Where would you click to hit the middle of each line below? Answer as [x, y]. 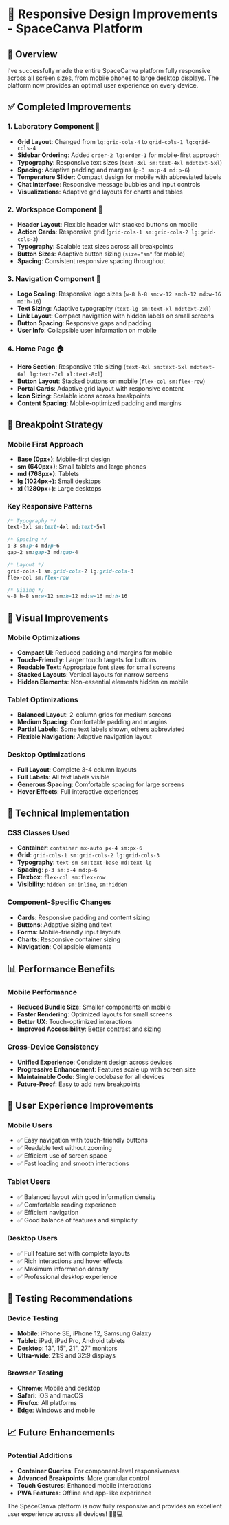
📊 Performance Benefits [61, 969]
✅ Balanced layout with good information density [86, 1197]
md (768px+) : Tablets [48, 474]
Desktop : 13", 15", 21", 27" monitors [67, 1348]
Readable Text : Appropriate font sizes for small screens [96, 667]
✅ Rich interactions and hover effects [70, 1261]
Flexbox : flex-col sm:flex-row [61, 877]
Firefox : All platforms [47, 1402]
